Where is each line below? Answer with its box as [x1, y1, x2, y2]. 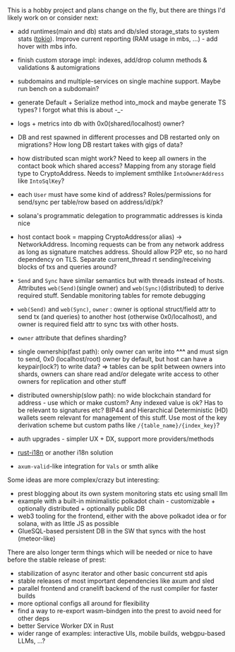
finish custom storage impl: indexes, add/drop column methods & [17, 56, 207, 64]
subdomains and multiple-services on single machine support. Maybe [17, 77, 221, 85]
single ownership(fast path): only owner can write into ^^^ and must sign [17, 347, 228, 356]
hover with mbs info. [17, 42, 78, 50]
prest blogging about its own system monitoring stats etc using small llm [17, 490, 228, 497]
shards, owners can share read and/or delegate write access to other [17, 370, 219, 378]
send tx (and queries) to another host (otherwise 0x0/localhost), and [17, 313, 217, 320]
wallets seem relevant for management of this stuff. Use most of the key [17, 413, 227, 422]
